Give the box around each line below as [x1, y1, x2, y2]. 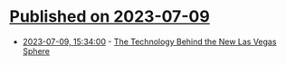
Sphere [22, 45, 50, 56]
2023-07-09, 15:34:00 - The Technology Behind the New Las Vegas [22, 36, 277, 47]
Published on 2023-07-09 [9, 6, 210, 27]
